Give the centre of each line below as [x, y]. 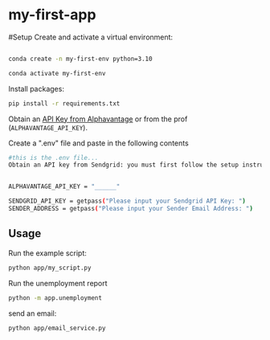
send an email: [33, 313]
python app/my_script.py [50, 268]
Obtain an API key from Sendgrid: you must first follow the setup [124, 165]
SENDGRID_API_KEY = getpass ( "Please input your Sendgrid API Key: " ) [127, 201]
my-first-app [52, 15]
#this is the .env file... [53, 158]
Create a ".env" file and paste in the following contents [98, 143]
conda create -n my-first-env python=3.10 [80, 59]
